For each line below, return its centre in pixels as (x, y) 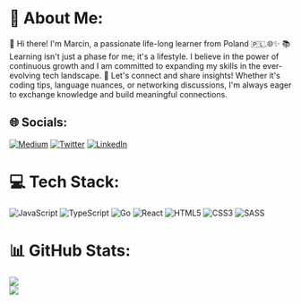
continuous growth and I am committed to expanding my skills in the (135, 65)
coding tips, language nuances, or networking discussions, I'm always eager (150, 85)
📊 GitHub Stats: (70, 250)
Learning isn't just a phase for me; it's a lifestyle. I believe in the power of (144, 56)
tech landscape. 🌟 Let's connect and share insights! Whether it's (161, 75)
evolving (25, 75)
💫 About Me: (56, 18)
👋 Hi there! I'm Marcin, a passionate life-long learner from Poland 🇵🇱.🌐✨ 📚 (150, 43)
